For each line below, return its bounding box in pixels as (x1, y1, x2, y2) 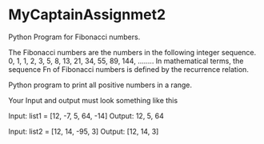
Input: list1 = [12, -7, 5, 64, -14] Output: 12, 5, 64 (8, 110, 164, 121)
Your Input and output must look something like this (8, 95, 178, 105)
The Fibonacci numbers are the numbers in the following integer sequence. (8, 47, 257, 57)
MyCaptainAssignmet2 (8, 6, 166, 24)
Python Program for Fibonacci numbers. (8, 32, 141, 42)
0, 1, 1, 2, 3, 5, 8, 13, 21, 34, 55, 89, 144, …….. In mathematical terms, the (8, 56, 244, 66)
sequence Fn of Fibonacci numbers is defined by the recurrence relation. (8, 64, 250, 74)
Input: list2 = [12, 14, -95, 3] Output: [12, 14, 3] (8, 126, 159, 136)
